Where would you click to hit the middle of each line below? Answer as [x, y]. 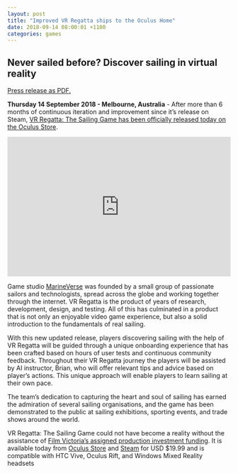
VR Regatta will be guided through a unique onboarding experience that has [118, 345]
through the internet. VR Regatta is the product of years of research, [107, 301]
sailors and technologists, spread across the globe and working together [113, 294]
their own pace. [30, 383]
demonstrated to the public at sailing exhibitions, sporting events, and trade [118, 412]
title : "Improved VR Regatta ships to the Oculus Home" [91, 21]
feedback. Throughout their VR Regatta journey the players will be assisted [117, 361]
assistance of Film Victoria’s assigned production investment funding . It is [115, 441]
